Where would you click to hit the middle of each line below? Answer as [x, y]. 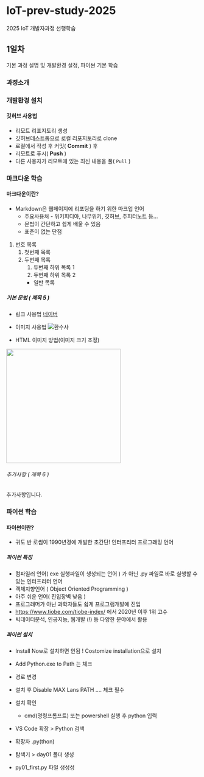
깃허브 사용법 [22, 116]
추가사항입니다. [24, 494]
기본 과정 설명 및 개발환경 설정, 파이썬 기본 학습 [62, 65]
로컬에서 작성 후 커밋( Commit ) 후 [56, 146]
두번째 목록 [37, 259]
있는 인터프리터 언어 [39, 582]
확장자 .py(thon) [35, 742]
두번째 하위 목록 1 [54, 267]
